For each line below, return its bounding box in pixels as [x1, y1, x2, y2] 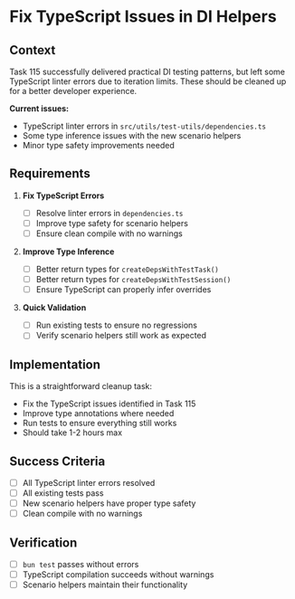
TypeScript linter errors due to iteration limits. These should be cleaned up [9, 76, 287, 87]
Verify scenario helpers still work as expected [35, 330, 206, 341]
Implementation [9, 357, 101, 372]
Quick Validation [22, 302, 87, 313]
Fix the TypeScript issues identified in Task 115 [22, 398, 196, 409]
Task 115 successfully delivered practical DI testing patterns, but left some [9, 66, 286, 77]
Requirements [9, 166, 90, 182]
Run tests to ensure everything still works [22, 418, 177, 429]
